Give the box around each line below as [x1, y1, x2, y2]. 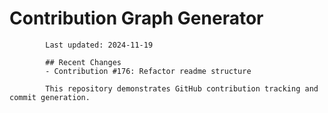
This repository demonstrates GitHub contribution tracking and [45, 83, 319, 94]
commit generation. [9, 92, 91, 102]
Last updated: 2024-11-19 [45, 40, 154, 50]
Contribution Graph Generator [9, 7, 264, 30]
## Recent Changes [45, 57, 122, 67]
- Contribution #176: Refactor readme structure [45, 66, 252, 76]
